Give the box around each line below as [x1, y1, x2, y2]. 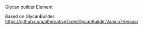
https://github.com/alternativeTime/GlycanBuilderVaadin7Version [5, 19, 138, 24]
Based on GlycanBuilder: [5, 14, 56, 19]
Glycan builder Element [5, 4, 53, 10]
